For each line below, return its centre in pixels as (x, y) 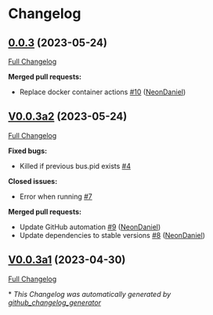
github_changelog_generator (55, 302)
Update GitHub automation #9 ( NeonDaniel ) (90, 227)
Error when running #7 (56, 196)
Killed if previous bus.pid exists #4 (75, 166)
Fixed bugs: (28, 151)
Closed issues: (33, 181)
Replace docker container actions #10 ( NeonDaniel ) (103, 92)
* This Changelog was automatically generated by (90, 294)
